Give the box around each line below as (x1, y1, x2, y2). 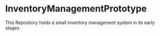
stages (5, 24, 20, 30)
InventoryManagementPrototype (5, 3, 147, 14)
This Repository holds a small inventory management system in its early (5, 19, 155, 25)
